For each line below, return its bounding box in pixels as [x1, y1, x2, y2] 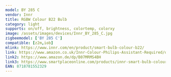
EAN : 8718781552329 [5, 64, 47, 69]
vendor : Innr [5, 12, 33, 17]
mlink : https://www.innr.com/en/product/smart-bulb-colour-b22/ [5, 45, 145, 50]
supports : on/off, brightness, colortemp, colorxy [5, 26, 115, 31]
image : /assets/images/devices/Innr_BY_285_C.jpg [5, 31, 113, 36]
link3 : [5, 59, 19, 64]
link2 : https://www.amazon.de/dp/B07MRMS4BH [5, 54, 101, 60]
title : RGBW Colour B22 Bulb [5, 17, 67, 22]
